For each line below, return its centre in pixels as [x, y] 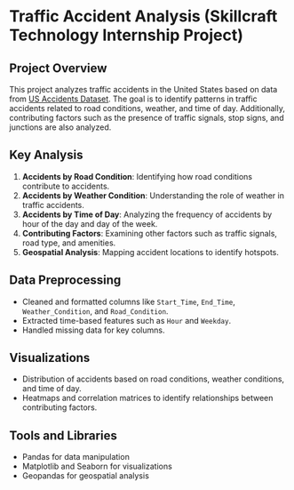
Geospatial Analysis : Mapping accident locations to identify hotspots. [151, 252]
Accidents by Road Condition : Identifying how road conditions [137, 176]
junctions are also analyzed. [60, 127]
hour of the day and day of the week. [90, 223]
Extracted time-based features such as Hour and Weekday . [127, 320]
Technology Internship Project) [127, 35]
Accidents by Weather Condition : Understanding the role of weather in [153, 195]
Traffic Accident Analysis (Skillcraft [143, 16]
